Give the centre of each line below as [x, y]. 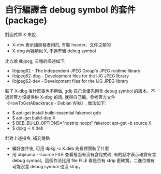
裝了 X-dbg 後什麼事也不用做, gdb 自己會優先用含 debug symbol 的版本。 [78, 91]
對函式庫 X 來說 [21, 34]
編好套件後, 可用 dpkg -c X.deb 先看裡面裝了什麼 [60, 148]
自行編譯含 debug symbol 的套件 [70, 10]
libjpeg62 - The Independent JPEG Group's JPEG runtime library [76, 71]
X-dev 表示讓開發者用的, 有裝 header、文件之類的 [61, 44]
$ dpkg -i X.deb [28, 128]
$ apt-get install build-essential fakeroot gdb [57, 113]
